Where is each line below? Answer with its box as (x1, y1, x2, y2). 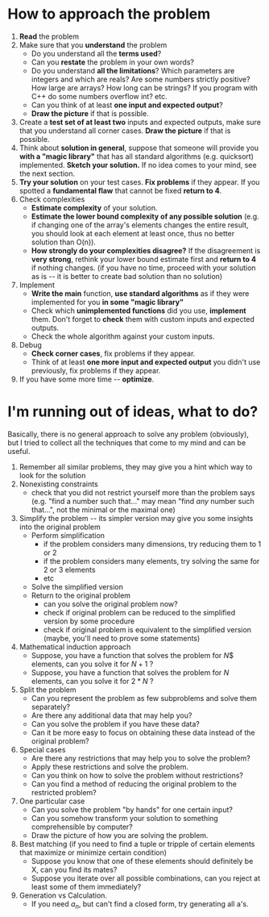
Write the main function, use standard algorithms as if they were (31, 288, 250, 298)
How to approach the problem (7, 5, 211, 23)
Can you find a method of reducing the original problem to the (31, 779, 237, 789)
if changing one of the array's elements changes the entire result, (31, 219, 249, 230)
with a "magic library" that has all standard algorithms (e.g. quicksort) (19, 151, 255, 161)
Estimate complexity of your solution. (31, 202, 158, 212)
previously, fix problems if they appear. (31, 365, 161, 375)
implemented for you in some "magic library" (31, 297, 184, 306)
